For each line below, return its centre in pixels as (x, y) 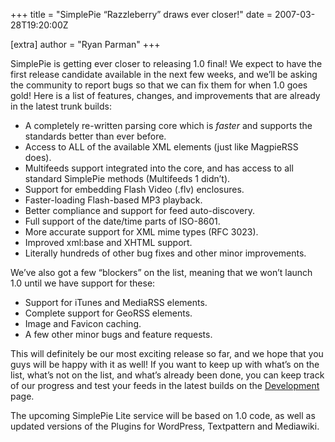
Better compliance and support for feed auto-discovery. (140, 210)
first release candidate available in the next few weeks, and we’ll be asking (164, 74)
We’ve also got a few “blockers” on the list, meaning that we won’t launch (161, 272)
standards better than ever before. (95, 136)
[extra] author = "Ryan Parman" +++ (85, 44)
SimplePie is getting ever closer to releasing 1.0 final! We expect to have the (166, 63)
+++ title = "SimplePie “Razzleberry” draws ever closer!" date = (141, 14)
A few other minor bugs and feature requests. (118, 334)
